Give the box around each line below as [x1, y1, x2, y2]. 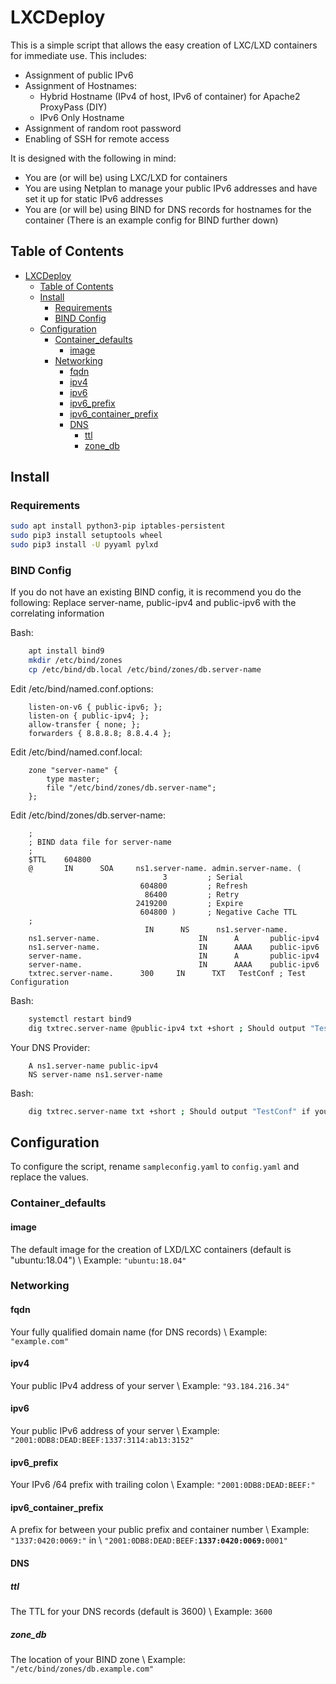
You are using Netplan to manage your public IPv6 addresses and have [24, 182, 318, 194]
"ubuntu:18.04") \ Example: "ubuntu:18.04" [10, 1254, 187, 1266]
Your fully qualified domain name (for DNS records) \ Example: [10, 1326, 268, 1338]
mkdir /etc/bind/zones [28, 656, 123, 666]
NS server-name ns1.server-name [28, 1069, 163, 1080]
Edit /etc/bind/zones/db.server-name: [10, 809, 166, 821]
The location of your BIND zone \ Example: [10, 1654, 186, 1666]
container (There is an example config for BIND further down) [24, 214, 279, 226]
